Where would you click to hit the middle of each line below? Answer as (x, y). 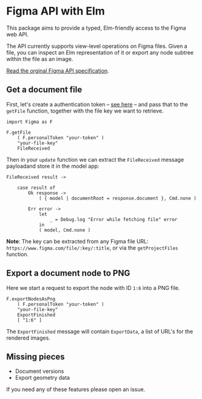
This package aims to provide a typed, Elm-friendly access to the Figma (96, 28)
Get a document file (44, 90)
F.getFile (19, 132)
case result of (36, 188)
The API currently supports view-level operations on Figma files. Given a (97, 46)
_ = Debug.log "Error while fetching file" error (113, 219)
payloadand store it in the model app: (53, 166)
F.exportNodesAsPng (31, 299)
